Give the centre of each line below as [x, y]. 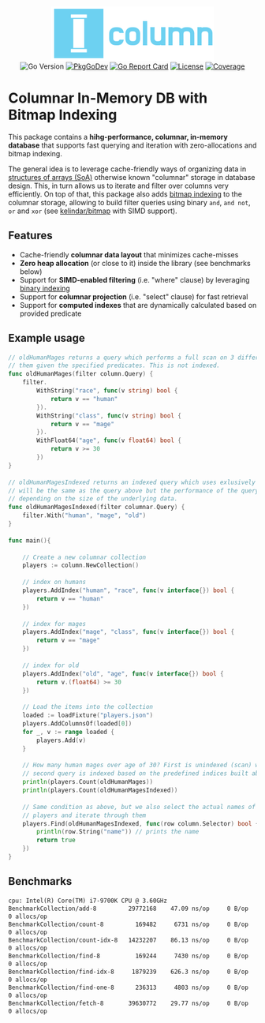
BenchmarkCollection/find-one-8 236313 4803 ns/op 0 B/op [128, 987]
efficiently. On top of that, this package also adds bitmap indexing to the [125, 194]
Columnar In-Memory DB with [108, 98]
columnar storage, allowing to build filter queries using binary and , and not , [129, 202]
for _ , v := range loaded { [68, 732]
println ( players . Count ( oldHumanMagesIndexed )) [100, 791]
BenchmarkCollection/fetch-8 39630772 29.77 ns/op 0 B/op [128, 1003]
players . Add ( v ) [62, 740]
